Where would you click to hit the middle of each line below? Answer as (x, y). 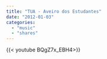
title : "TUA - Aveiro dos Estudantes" (54, 11)
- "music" (23, 28)
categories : (21, 22)
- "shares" (25, 33)
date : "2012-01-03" (30, 17)
